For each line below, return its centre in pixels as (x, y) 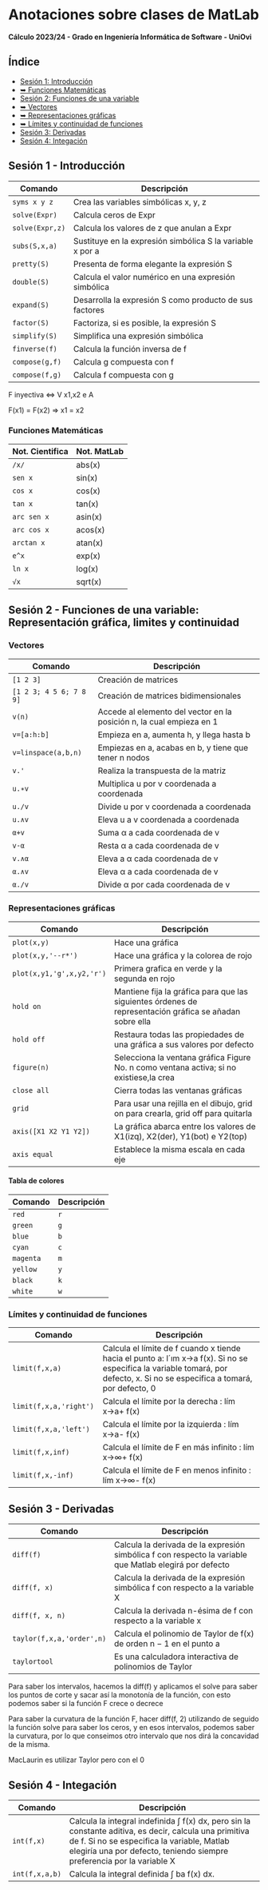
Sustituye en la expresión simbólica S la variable (163, 241)
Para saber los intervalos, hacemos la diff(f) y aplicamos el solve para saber (133, 1687)
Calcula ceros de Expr (114, 215)
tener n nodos (124, 757)
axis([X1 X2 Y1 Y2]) (51, 1131)
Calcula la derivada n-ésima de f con (184, 1611)
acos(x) (91, 529)
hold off (29, 1039)
